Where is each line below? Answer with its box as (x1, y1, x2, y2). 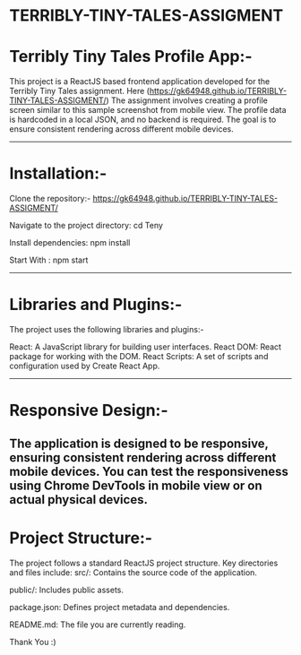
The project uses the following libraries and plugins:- (9, 324, 204, 334)
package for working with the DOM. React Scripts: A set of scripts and (9, 351, 269, 361)
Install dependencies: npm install (9, 237, 131, 248)
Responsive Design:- (9, 401, 168, 421)
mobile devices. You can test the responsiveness (9, 463, 289, 479)
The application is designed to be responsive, (9, 435, 269, 451)
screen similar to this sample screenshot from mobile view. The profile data (9, 105, 287, 116)
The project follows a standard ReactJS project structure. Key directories (9, 557, 279, 568)
